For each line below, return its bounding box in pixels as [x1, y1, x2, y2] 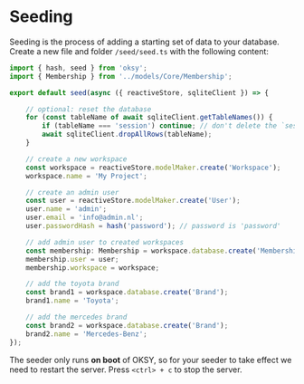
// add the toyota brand [25, 279, 119, 289]
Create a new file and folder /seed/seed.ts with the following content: [9, 45, 270, 56]
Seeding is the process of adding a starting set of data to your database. [9, 36, 280, 47]
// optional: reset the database [25, 104, 152, 114]
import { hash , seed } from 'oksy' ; [9, 63, 147, 72]
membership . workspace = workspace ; [25, 263, 160, 273]
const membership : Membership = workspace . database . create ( [25, 246, 257, 255]
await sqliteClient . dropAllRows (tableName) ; [42, 130, 213, 139]
